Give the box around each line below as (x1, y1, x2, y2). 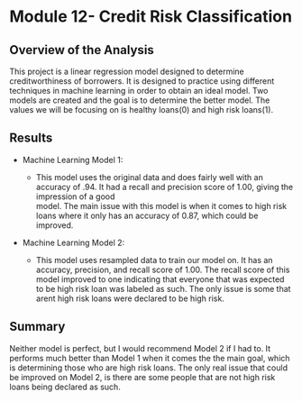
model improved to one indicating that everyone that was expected (35, 273, 285, 285)
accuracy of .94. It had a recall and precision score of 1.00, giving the (35, 181, 294, 192)
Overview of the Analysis (9, 42, 155, 58)
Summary (9, 319, 66, 334)
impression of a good (35, 191, 115, 202)
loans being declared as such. (9, 381, 122, 392)
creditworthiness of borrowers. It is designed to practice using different (9, 76, 275, 87)
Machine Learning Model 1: (22, 154, 124, 165)
